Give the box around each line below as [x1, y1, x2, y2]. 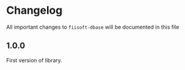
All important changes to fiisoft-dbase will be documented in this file [6, 23, 180, 31]
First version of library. [6, 56, 63, 63]
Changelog [6, 4, 63, 17]
